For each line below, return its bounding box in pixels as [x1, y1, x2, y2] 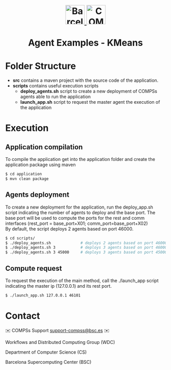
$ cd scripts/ [5, 236, 36, 241]
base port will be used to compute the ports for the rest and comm [5, 215, 145, 221]
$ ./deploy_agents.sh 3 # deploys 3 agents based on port [5, 245, 154, 250]
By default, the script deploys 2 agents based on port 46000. [5, 225, 134, 232]
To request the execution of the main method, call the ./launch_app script [5, 277, 159, 284]
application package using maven [5, 161, 76, 168]
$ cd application [5, 172, 42, 177]
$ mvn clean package [5, 176, 49, 181]
